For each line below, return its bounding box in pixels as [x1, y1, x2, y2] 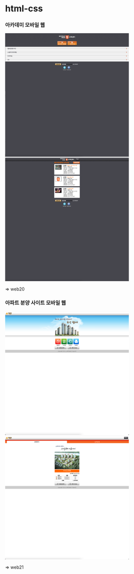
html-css [5, 3, 43, 14]
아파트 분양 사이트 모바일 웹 [5, 299, 66, 306]
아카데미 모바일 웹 [5, 22, 45, 29]
